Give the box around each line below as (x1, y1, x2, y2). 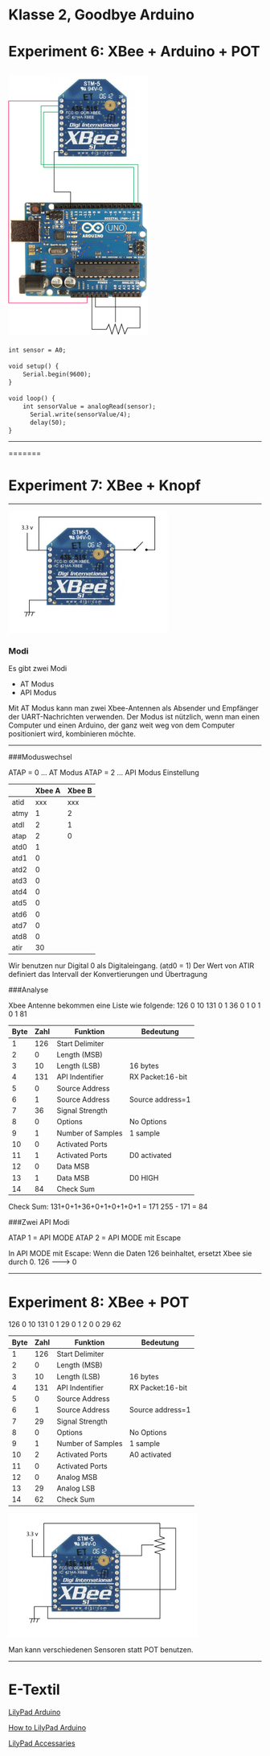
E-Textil (8, 1680, 60, 1699)
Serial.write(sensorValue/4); (29, 410, 131, 419)
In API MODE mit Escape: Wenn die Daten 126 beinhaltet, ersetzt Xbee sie (8, 1249, 252, 1259)
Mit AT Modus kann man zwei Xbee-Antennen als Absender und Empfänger (8, 703, 259, 713)
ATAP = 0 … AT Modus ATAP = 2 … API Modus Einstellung (8, 768, 199, 777)
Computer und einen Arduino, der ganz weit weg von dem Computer (8, 720, 235, 730)
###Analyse (8, 984, 49, 995)
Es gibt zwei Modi (8, 664, 67, 674)
